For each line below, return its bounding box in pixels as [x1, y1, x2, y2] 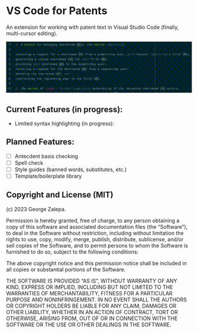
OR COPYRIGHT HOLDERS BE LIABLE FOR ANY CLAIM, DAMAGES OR [6, 302, 177, 309]
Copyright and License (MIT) [6, 190, 114, 200]
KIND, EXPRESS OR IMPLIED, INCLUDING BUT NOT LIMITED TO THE [6, 284, 173, 291]
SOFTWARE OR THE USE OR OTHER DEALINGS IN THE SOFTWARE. [6, 321, 171, 328]
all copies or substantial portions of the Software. [6, 266, 126, 273]
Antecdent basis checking [14, 152, 78, 159]
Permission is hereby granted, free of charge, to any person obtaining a [6, 217, 180, 224]
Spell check [14, 159, 44, 166]
